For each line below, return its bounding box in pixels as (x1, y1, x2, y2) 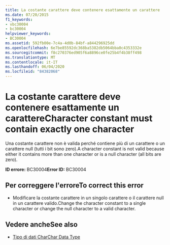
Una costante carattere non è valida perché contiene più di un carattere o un (5, 140, 165, 146)
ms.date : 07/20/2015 (5, 12, 49, 17)
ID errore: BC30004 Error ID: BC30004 (5, 166, 86, 172)
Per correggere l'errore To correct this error (5, 181, 144, 190)
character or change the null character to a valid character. (12, 205, 136, 211)
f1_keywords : (5, 17, 33, 22)
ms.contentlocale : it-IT (5, 60, 58, 65)
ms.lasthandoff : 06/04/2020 (5, 64, 65, 69)
